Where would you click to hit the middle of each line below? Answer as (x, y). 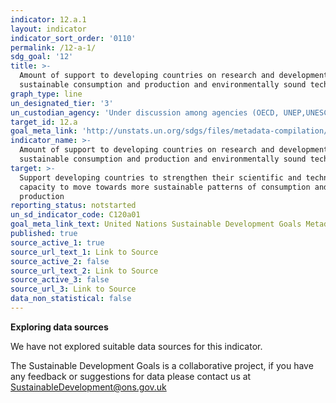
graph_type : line (46, 94)
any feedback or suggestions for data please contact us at (131, 376)
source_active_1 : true (57, 242)
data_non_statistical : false (71, 299)
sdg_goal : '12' (42, 57)
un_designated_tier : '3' (62, 103)
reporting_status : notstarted (73, 206)
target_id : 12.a (44, 122)
